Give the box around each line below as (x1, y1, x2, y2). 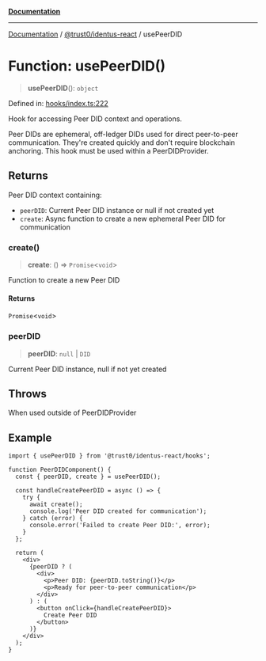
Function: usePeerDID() (8, 57, 166, 75)
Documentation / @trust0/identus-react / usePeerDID (8, 29, 183, 39)
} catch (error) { (22, 515, 83, 522)
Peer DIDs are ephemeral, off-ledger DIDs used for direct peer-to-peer (8, 129, 239, 139)
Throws (8, 387, 47, 401)
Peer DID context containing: (8, 190, 102, 199)
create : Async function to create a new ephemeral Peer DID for (19, 214, 226, 223)
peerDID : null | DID (27, 348, 91, 359)
